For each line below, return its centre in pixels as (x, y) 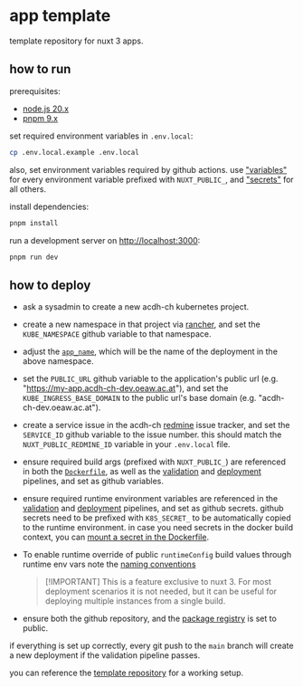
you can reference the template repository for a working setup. (127, 673)
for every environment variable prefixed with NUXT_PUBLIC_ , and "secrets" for (151, 179)
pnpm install (34, 223)
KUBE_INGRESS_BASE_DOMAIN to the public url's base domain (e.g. (139, 398)
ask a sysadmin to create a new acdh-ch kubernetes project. (136, 307)
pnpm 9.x (40, 118)
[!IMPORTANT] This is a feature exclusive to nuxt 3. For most (158, 582)
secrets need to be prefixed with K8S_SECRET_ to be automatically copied (156, 518)
